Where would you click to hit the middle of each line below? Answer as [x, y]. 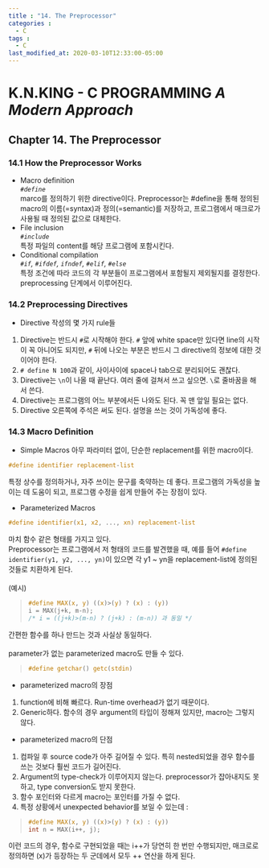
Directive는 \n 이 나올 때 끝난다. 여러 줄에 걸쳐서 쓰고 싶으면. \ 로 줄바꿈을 [134, 380]
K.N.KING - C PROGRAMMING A [117, 93]
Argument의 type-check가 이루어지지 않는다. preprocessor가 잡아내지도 [135, 776]
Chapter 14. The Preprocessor [85, 140]
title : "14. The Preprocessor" [62, 16]
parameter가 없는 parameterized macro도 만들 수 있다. [96, 653]
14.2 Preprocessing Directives [68, 304]
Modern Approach [71, 110]
